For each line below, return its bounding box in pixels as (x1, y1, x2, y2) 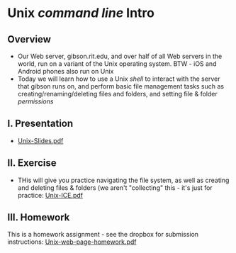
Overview (7, 33, 52, 45)
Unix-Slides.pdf (17, 136, 64, 145)
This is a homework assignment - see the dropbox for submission (7, 230, 199, 239)
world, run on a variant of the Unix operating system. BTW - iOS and (17, 60, 217, 68)
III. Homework (7, 211, 70, 224)
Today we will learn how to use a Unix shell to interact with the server (17, 74, 220, 83)
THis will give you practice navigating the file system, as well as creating (17, 176, 230, 184)
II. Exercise (7, 157, 57, 169)
